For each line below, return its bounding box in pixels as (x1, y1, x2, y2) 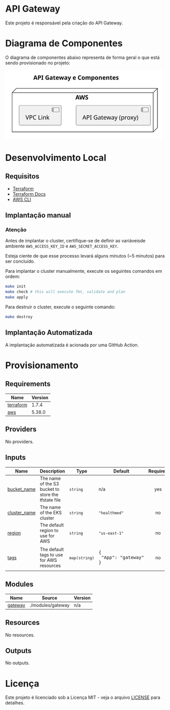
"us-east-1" (98, 531, 124, 536)
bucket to (39, 486, 60, 492)
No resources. (5, 632, 35, 638)
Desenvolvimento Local (5, 152, 106, 163)
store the (39, 491, 59, 498)
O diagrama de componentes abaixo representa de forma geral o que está (5, 54, 160, 60)
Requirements (5, 380, 51, 388)
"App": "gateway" (101, 555, 144, 560)
